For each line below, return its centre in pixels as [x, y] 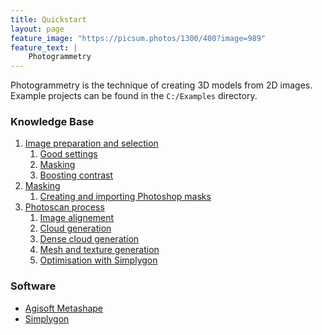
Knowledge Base [52, 122]
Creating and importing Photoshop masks [125, 197]
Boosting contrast [76, 175]
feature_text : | [44, 47]
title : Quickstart [48, 19]
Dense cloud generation [89, 239]
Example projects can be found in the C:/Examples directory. [134, 96]
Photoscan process [64, 207]
